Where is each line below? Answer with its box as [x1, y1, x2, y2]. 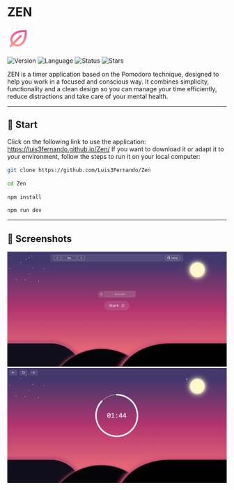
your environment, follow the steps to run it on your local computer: [7, 152, 201, 160]
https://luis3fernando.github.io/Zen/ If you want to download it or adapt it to [7, 144, 224, 153]
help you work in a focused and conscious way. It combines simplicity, [7, 77, 210, 86]
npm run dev [7, 207, 42, 214]
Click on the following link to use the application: [7, 137, 146, 146]
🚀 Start [7, 119, 38, 131]
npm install [7, 193, 42, 201]
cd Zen [7, 180, 26, 187]
